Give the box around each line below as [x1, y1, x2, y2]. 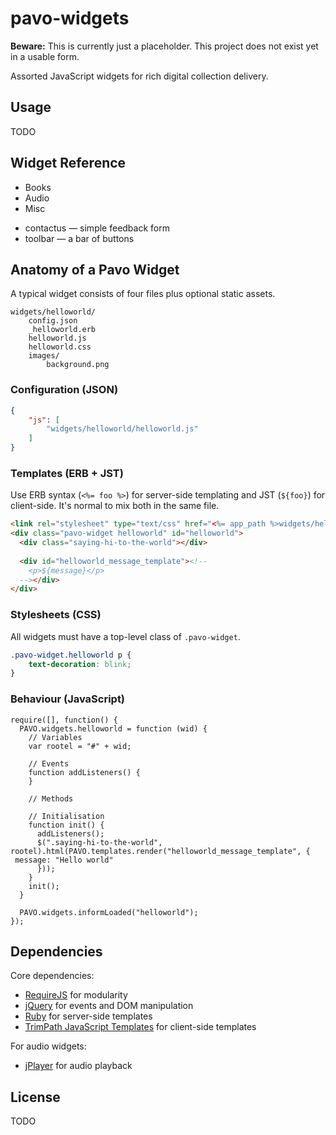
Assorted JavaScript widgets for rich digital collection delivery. [10, 70, 269, 82]
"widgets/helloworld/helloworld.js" [46, 424, 199, 434]
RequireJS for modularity [24, 989, 128, 1001]
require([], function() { [10, 715, 118, 725]
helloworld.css [28, 342, 92, 352]
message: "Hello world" [14, 855, 114, 865]
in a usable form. [10, 50, 80, 62]
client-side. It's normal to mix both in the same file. [10, 500, 220, 512]
